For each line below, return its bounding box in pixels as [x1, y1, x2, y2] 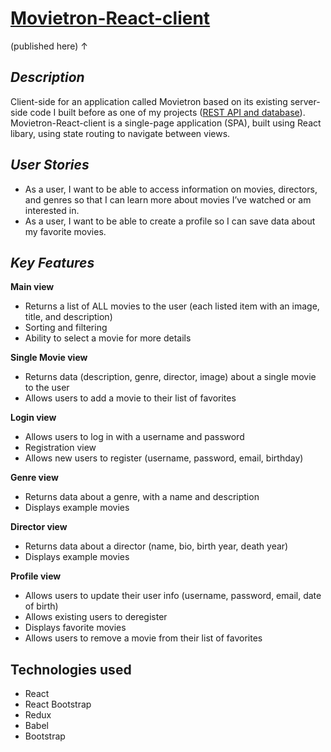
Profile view [10, 570, 62, 582]
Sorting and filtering [24, 322, 108, 334]
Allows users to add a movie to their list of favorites [24, 392, 237, 404]
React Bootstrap [24, 698, 92, 711]
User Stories [10, 157, 90, 174]
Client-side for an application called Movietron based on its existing [10, 95, 288, 107]
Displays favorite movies [24, 622, 127, 634]
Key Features [10, 254, 95, 271]
